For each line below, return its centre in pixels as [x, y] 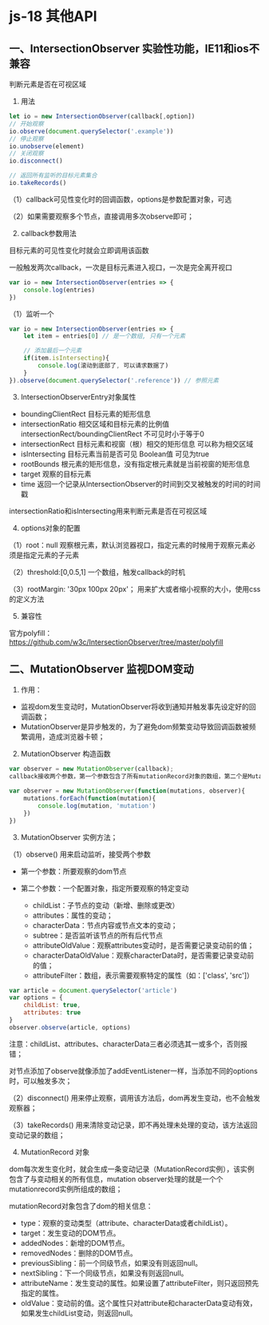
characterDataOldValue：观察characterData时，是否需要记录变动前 [143, 955]
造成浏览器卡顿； [77, 737]
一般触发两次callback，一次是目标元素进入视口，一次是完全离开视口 [121, 267]
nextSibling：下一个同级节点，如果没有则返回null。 [104, 1273]
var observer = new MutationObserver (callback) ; [91, 769]
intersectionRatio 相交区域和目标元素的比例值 [95, 424]
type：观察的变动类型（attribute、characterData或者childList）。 [126, 1223]
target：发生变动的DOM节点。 [70, 1233]
